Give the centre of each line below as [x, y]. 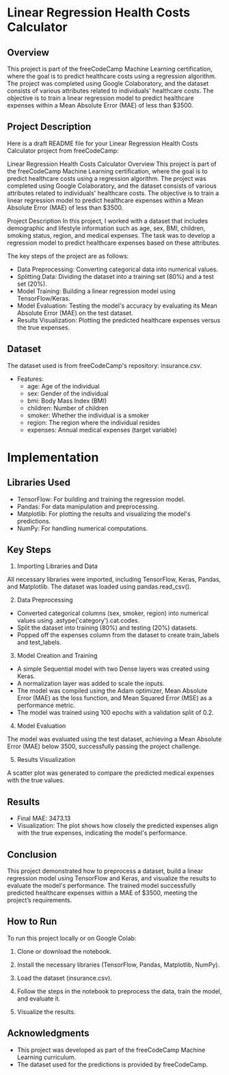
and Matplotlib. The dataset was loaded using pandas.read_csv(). [99, 586]
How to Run [32, 922]
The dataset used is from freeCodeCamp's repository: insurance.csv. [105, 365]
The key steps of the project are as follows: [68, 256]
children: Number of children [68, 408]
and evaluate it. [39, 998]
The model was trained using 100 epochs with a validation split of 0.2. [115, 713]
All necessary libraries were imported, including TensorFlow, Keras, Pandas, [114, 580]
